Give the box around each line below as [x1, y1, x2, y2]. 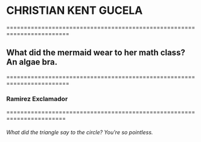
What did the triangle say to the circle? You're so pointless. [6, 128, 153, 136]
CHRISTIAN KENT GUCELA [6, 4, 143, 18]
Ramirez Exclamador [6, 94, 68, 103]
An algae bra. [6, 57, 58, 67]
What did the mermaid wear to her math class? [6, 48, 185, 58]
